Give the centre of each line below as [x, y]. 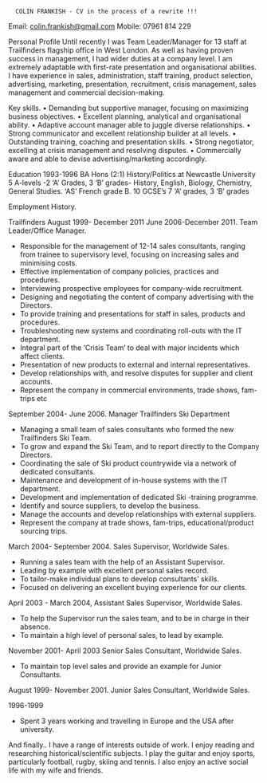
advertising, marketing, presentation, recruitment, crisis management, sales [132, 84]
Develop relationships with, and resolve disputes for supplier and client [136, 373]
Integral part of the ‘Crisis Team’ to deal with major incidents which [130, 348]
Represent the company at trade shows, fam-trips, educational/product [137, 523]
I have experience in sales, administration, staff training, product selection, [131, 75]
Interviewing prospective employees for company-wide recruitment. [132, 288]
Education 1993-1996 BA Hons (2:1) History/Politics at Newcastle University [132, 174]
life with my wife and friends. [56, 770]
